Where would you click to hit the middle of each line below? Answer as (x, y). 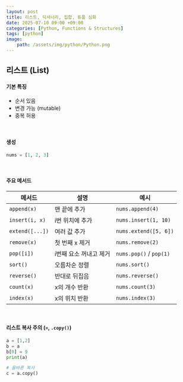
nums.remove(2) (137, 242)
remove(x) (23, 242)
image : (14, 39)
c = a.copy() (22, 374)
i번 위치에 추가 (73, 220)
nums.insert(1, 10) (143, 220)
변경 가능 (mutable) (38, 108)
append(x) (23, 209)
